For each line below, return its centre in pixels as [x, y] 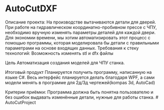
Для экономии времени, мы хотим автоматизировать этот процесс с [78, 38]
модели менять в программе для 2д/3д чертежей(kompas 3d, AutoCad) [80, 82]
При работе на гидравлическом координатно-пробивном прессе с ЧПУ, [81, 27]
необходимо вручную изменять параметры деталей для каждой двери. [80, 32]
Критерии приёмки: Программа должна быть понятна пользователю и [79, 92]
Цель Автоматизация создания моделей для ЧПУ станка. [65, 63]
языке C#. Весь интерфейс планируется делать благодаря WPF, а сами [80, 77]
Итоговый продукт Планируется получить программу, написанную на [78, 72]
